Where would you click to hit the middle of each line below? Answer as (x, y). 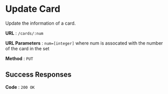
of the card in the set (27, 48)
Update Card (33, 9)
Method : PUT (19, 58)
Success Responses (39, 75)
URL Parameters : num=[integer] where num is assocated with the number (84, 43)
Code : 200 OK (20, 87)
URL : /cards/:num (24, 33)
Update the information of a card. (41, 23)
